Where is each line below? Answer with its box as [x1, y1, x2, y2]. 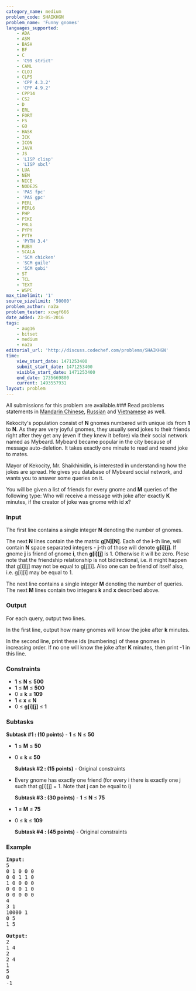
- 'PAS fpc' [16, 189, 46, 195]
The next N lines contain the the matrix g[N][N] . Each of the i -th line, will [6, 538, 181, 545]
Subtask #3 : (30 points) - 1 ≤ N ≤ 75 [14, 794, 105, 801]
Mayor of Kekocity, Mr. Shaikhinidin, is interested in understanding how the [6, 462, 187, 469]
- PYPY [16, 227, 33, 233]
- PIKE [16, 216, 33, 222]
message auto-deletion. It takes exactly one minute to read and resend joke [6, 444, 188, 451]
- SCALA [16, 249, 35, 255]
